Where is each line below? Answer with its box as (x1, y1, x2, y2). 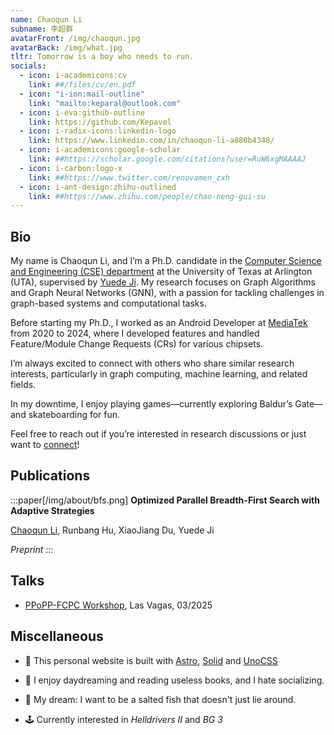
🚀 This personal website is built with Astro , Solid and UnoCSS (24, 654, 278, 666)
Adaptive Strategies (10, 504, 95, 516)
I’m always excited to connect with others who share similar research (10, 357, 295, 370)
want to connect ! (10, 439, 80, 451)
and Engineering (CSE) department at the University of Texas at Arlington (10, 266, 313, 278)
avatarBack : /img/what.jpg (10, 42, 123, 53)
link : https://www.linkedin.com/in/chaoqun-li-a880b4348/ (28, 136, 275, 146)
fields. (10, 379, 37, 391)
